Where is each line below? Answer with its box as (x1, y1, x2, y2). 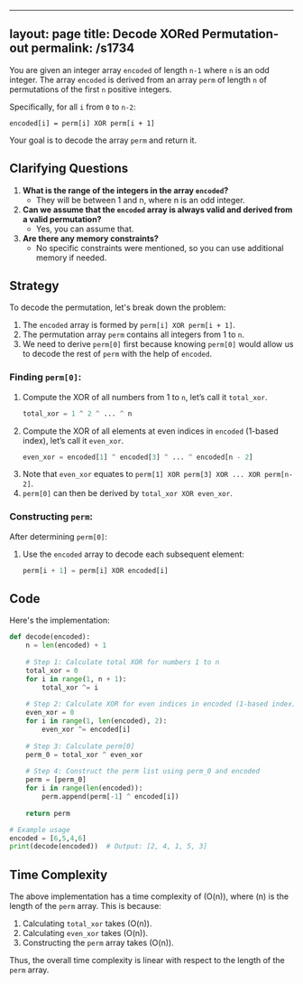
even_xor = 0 (25, 708, 75, 717)
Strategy (9, 278, 60, 294)
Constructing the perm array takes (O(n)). (22, 937, 174, 949)
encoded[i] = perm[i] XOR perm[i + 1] (9, 118, 155, 127)
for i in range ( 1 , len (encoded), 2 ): (25, 717, 168, 726)
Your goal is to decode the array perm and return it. (9, 135, 197, 145)
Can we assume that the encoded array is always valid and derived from (22, 204, 293, 215)
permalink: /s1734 (31, 41, 135, 56)
